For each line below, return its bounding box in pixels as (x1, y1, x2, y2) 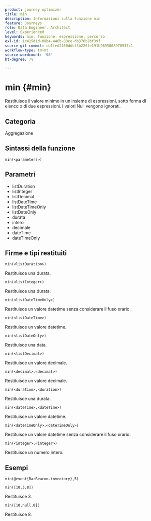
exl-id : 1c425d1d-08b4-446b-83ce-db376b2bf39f (5, 39, 101, 44)
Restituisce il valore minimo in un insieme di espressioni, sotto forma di (5, 98, 146, 104)
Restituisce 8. (5, 511, 32, 518)
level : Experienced (5, 30, 45, 35)
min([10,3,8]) (5, 485, 34, 490)
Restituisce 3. (5, 494, 32, 500)
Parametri (5, 171, 35, 179)
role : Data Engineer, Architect (5, 25, 70, 30)
